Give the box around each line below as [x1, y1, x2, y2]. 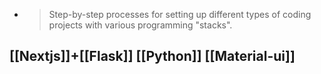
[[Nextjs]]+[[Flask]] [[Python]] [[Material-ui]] [9, 48, 296, 65]
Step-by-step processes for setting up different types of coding [48, 9, 312, 20]
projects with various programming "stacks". [48, 19, 233, 31]
